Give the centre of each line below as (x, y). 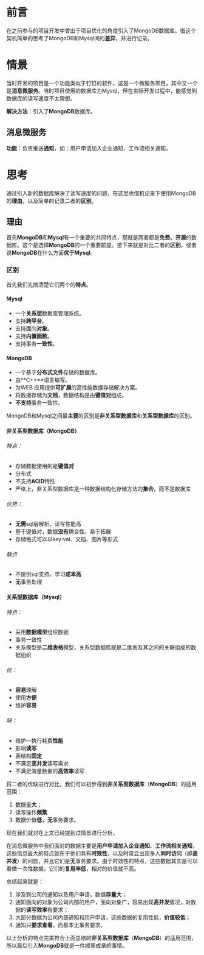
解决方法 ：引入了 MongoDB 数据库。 (51, 111)
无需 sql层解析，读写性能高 (48, 524)
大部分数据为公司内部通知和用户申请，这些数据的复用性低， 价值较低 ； (103, 917)
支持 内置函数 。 (34, 336)
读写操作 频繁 (31, 812)
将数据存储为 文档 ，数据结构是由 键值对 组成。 (71, 395)
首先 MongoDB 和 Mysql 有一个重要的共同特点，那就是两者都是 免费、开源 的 (99, 238)
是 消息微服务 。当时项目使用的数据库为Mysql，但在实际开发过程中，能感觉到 (102, 91)
